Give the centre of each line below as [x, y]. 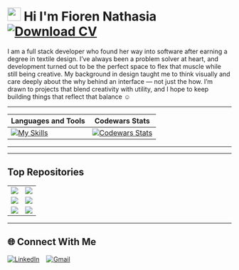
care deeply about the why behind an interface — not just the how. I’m [110, 81]
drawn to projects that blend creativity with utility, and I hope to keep [108, 89]
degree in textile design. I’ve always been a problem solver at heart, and [113, 59]
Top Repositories [46, 172]
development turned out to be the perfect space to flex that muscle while [115, 66]
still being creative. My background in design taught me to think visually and [119, 74]
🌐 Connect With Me [52, 242]
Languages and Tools [48, 121]
